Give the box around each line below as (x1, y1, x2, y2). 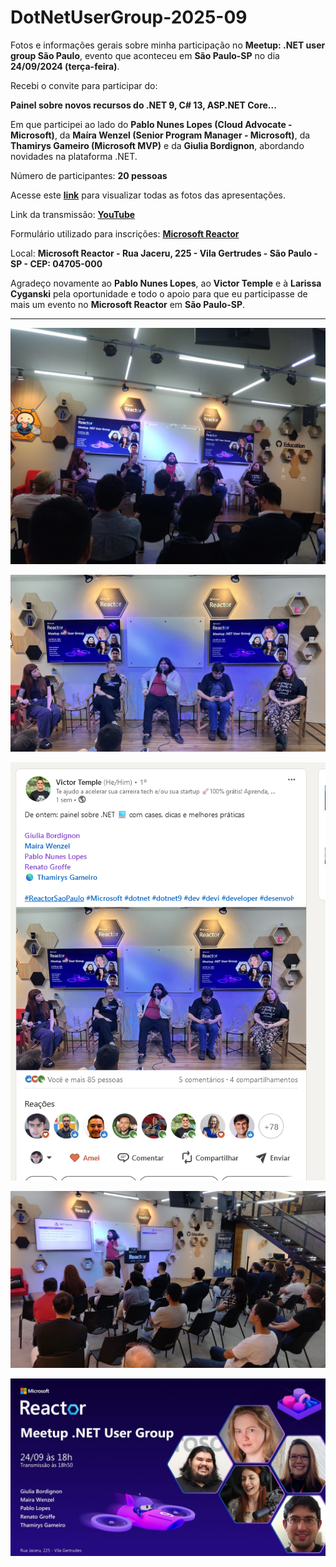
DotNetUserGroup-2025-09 (10, 6, 248, 29)
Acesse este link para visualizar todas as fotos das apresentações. (10, 189, 287, 201)
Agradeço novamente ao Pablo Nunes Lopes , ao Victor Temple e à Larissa (10, 277, 322, 289)
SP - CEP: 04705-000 (10, 257, 103, 270)
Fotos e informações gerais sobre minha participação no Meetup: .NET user (10, 39, 326, 51)
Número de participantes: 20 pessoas (10, 169, 168, 181)
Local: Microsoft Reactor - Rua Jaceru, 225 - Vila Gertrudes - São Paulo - (10, 247, 318, 259)
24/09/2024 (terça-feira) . (10, 60, 120, 72)
